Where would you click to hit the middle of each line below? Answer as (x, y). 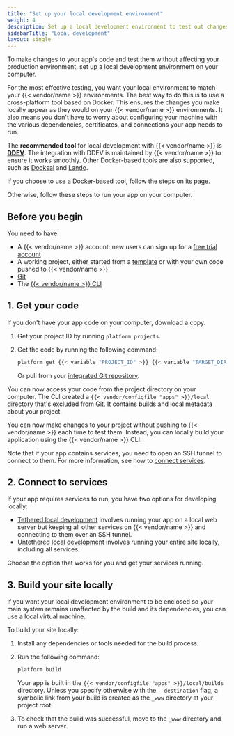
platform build (39, 670)
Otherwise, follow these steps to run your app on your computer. (100, 195)
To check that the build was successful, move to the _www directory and (119, 719)
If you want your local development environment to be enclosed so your (110, 602)
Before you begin (45, 217)
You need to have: (33, 233)
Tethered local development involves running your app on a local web (117, 520)
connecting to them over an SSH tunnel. (75, 535)
